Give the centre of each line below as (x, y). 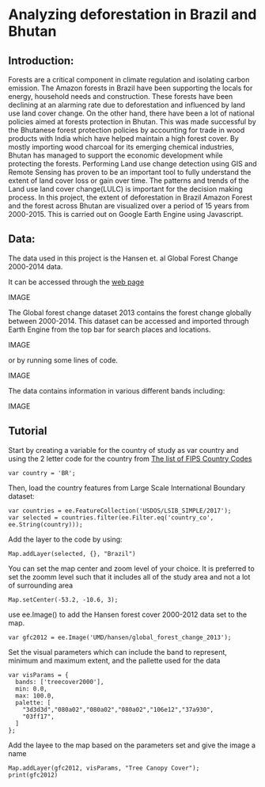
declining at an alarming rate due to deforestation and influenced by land (127, 105)
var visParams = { (38, 675)
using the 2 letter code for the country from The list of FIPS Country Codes (130, 458)
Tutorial (28, 431)
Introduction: (41, 61)
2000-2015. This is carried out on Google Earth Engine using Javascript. (126, 214)
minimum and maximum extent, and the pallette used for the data (114, 660)
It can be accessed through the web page (76, 282)
